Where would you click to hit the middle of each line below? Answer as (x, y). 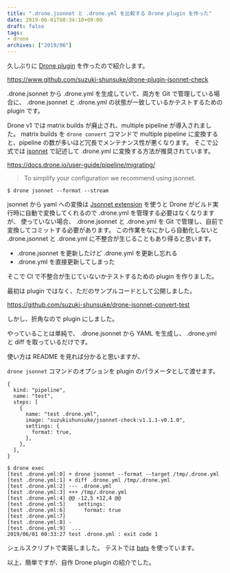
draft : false (26, 26)
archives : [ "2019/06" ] (39, 45)
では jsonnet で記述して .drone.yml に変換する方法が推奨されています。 (114, 151)
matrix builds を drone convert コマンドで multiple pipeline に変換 (113, 134)
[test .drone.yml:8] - (39, 522)
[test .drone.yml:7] (37, 516)
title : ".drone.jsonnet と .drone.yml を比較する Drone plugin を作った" (110, 13)
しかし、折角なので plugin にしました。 (63, 319)
